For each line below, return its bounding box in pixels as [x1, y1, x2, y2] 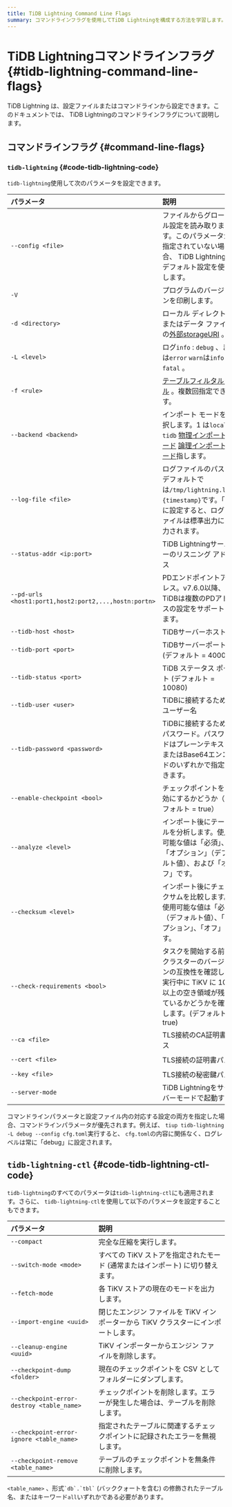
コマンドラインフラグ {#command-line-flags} [7, 141, 205, 153]
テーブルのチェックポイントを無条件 [98, 1455, 216, 1464]
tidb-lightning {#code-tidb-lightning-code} [7, 162, 159, 172]
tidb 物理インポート [162, 431, 227, 440]
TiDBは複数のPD [162, 594, 215, 603]
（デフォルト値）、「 [162, 913, 225, 922]
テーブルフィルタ [162, 376, 217, 386]
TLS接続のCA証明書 [162, 1030, 226, 1040]
